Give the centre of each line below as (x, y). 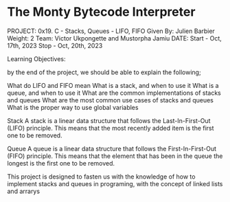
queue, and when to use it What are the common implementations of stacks (114, 93)
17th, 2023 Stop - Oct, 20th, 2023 (55, 45)
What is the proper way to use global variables (73, 107)
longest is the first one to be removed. (61, 163)
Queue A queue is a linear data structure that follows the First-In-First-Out (112, 148)
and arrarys (23, 191)
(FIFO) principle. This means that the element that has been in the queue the (115, 156)
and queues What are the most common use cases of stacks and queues (111, 100)
